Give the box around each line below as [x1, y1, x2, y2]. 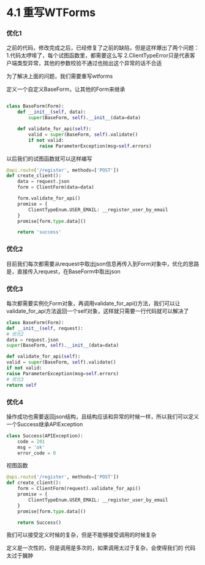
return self [6, 382, 37, 388]
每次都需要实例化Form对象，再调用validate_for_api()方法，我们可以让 [6, 299, 181, 307]
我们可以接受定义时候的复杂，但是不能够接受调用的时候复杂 [6, 531, 157, 539]
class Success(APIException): [6, 432, 84, 439]
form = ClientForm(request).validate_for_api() [17, 486, 141, 492]
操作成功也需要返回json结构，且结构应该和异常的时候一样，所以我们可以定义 [6, 413, 199, 420]
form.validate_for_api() [17, 195, 81, 201]
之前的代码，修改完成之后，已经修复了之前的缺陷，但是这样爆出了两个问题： [6, 44, 199, 52]
